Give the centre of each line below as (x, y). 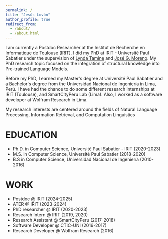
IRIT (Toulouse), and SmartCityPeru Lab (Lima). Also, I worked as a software (84, 94)
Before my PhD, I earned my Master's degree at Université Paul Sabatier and (84, 78)
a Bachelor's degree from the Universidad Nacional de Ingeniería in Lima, (81, 84)
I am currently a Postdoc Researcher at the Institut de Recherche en (75, 47)
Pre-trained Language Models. (37, 69)
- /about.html (24, 33)
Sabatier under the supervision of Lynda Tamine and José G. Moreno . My (81, 58)
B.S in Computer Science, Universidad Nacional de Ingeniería (76, 159)
